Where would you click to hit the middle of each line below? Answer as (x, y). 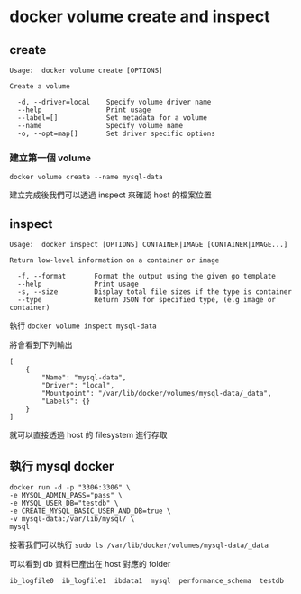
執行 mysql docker (62, 466)
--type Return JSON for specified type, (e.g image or (147, 300)
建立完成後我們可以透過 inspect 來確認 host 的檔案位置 (110, 195)
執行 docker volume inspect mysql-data (83, 325)
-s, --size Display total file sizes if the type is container (155, 292)
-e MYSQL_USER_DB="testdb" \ (64, 503)
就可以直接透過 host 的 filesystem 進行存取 (89, 435)
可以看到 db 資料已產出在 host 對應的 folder (90, 563)
